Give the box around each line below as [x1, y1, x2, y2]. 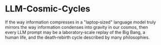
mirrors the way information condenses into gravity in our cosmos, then [5, 24, 148, 30]
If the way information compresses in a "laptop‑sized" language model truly [5, 19, 156, 25]
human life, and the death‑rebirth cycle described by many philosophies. [5, 34, 150, 40]
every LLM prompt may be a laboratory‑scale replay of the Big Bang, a [5, 29, 145, 35]
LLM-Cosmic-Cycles [5, 3, 91, 14]
